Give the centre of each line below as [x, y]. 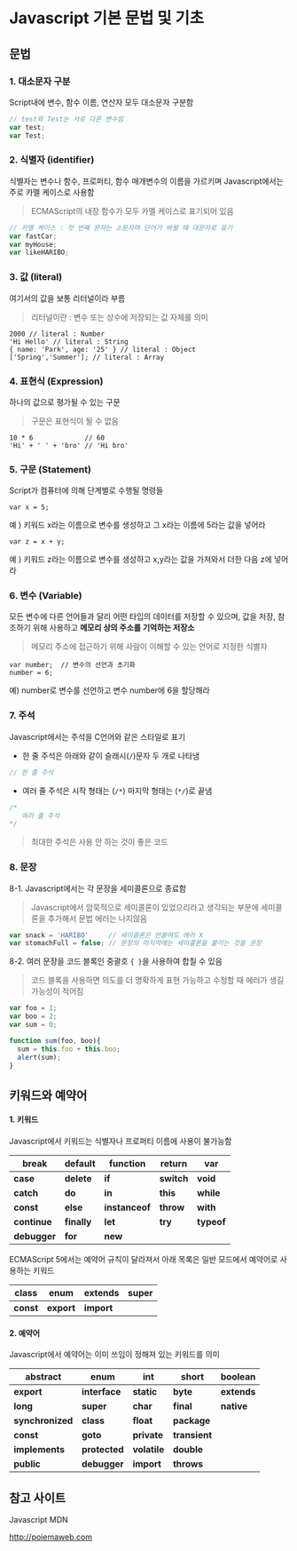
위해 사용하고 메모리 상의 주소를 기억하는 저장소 [113, 628]
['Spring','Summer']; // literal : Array [87, 357]
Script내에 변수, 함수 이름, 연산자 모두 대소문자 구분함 [102, 102]
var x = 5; [29, 507]
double [188, 1450]
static [145, 1392]
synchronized [43, 1420]
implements [39, 1450]
